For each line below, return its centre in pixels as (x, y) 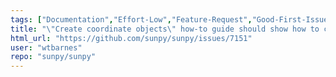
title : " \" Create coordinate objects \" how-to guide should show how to (165, 29)
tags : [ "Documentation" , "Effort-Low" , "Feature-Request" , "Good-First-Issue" (171, 19)
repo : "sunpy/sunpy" (53, 57)
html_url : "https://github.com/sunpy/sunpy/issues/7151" (131, 38)
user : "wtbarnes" (46, 47)
